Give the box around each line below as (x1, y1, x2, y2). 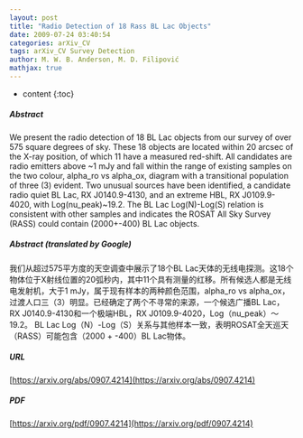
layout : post (9, 13, 59, 23)
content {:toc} (22, 88, 75, 99)
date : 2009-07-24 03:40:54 (9, 30, 111, 39)
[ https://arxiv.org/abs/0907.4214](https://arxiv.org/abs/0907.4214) (9, 374, 255, 385)
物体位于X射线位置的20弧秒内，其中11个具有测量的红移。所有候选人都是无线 (9, 274, 292, 284)
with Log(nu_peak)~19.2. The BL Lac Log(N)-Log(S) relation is (32, 199, 264, 210)
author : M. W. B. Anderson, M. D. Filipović (9, 55, 179, 64)
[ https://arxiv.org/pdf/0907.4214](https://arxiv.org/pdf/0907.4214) (9, 417, 254, 429)
